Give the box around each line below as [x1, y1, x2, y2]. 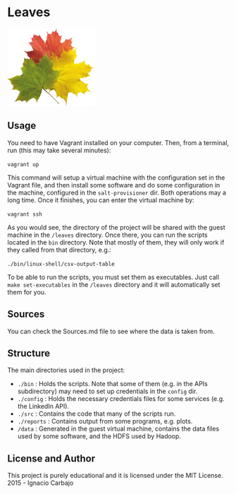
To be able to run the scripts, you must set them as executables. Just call [7, 273, 220, 281]
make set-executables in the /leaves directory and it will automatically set [7, 280, 221, 289]
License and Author [7, 452, 96, 464]
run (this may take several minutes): [7, 146, 111, 154]
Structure [7, 347, 51, 359]
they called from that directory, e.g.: [7, 245, 111, 254]
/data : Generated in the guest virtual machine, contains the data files [17, 424, 220, 433]
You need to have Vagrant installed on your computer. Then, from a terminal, [7, 138, 230, 147]
